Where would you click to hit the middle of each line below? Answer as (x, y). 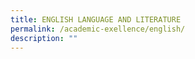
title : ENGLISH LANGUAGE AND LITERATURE (96, 19)
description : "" (44, 38)
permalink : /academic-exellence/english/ (98, 29)
